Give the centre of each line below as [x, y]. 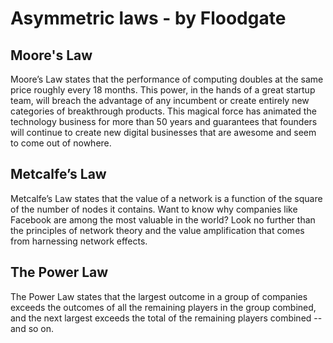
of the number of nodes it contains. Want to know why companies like [154, 209]
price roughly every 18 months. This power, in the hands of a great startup [163, 90]
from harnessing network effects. [79, 241]
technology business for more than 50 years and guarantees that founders [164, 121]
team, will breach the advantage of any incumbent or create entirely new [160, 100]
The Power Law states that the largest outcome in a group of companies [159, 296]
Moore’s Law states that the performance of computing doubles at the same [167, 79]
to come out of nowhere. [61, 143]
